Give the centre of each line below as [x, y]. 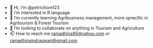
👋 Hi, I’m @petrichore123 [34, 8]
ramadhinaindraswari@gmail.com [44, 40]
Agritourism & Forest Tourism [39, 23]
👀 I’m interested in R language [40, 13]
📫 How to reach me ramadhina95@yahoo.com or [60, 33]
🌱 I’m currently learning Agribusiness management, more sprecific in [79, 18]
